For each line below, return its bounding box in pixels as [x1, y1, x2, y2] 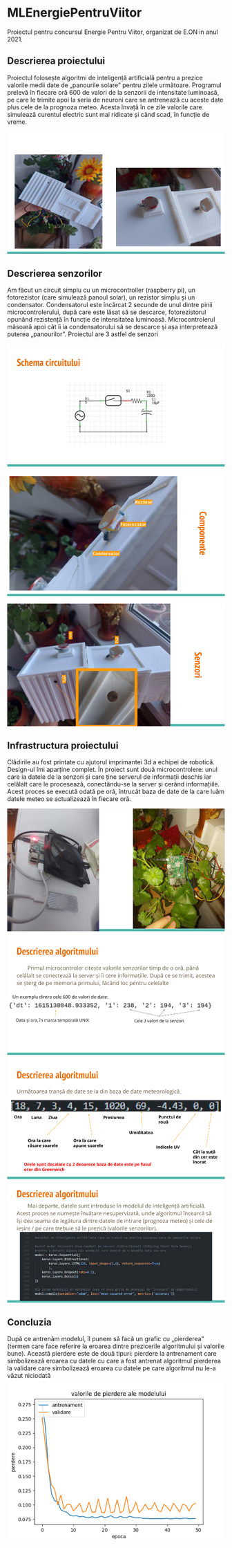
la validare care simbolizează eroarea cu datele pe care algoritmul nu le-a [7, 1364, 216, 1372]
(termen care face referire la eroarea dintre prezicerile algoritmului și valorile [7, 1342, 224, 1350]
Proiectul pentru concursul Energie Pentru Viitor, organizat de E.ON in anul [7, 28, 219, 36]
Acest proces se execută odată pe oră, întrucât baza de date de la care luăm [7, 787, 225, 796]
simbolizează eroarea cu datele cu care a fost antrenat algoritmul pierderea [7, 1357, 221, 1365]
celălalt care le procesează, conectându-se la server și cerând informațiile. [7, 780, 220, 789]
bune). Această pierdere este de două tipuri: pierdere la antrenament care [7, 1349, 217, 1358]
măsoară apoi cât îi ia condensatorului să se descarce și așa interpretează [7, 323, 218, 331]
